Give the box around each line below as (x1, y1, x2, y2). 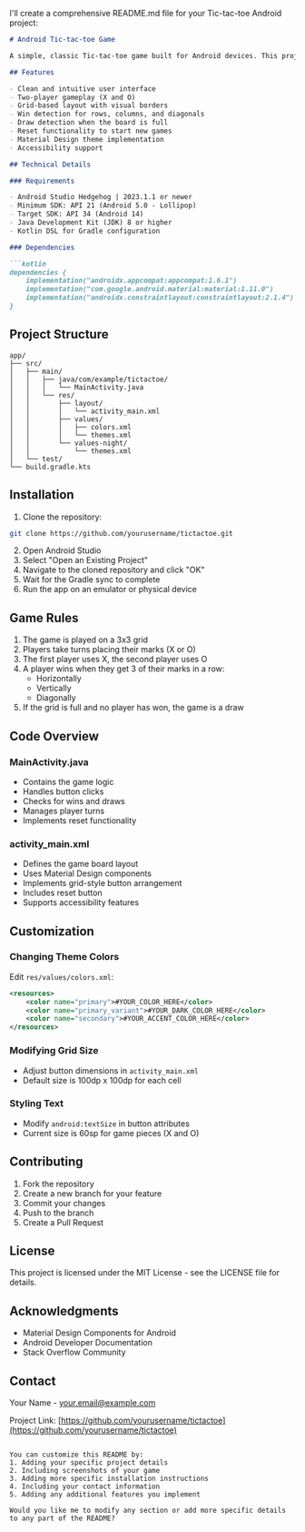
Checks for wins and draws (22, 795, 125, 806)
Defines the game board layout (22, 859, 139, 870)
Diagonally (35, 692, 76, 703)
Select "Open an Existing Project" (22, 555, 148, 566)
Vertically (35, 682, 72, 694)
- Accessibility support (9, 143, 103, 153)
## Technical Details (9, 159, 92, 169)
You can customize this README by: (9, 1450, 144, 1459)
